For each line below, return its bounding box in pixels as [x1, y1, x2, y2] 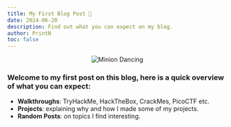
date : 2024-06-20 [7, 17, 58, 24]
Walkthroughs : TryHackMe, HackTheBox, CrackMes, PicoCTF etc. [17, 97, 210, 105]
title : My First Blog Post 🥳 [7, 10, 92, 17]
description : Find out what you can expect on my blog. [7, 23, 173, 30]
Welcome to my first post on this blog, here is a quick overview [7, 73, 225, 82]
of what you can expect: [7, 82, 91, 91]
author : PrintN [7, 29, 52, 37]
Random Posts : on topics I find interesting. [17, 112, 141, 121]
